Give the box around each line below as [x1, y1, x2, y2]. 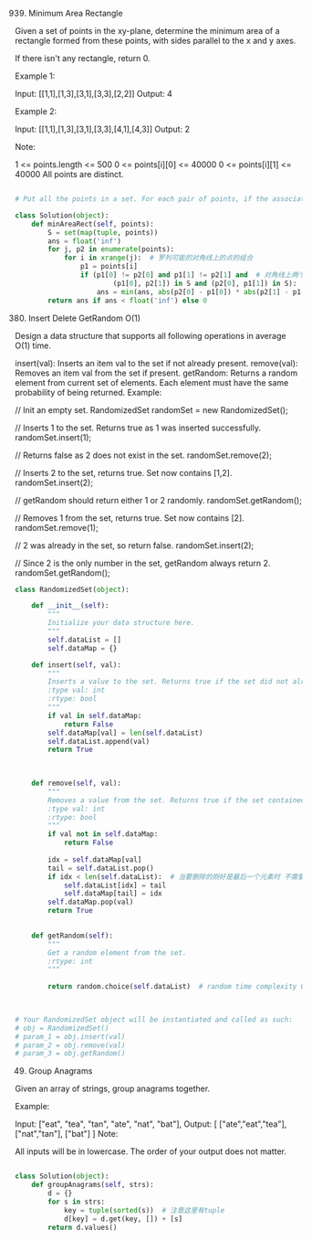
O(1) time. [15, 340, 51, 351]
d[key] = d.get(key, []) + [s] [63, 1214, 183, 1224]
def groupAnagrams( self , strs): [31, 1181, 154, 1190]
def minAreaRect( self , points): [31, 219, 154, 228]
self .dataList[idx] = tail [63, 881, 167, 890]
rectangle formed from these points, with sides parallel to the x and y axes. [15, 36, 296, 46]
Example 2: [15, 106, 57, 117]
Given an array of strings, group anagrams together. [15, 1083, 211, 1095]
